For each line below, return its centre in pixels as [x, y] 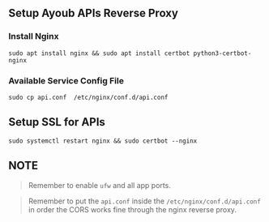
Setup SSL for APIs [57, 122]
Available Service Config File [66, 80]
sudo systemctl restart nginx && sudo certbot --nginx [103, 141]
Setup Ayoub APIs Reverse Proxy [93, 13]
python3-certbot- [222, 53]
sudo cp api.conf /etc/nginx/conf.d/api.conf [88, 97]
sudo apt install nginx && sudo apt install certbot [99, 53]
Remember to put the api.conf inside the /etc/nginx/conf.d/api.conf [144, 201]
